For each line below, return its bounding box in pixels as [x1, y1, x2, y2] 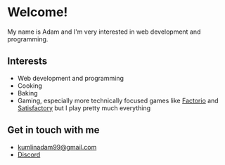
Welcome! [7, 4, 68, 20]
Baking [17, 88, 38, 97]
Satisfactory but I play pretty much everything [17, 103, 151, 112]
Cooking [17, 81, 42, 90]
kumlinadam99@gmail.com [17, 143, 97, 151]
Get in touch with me [7, 124, 100, 136]
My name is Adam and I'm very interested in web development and [7, 27, 201, 36]
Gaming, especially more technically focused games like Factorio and [17, 96, 219, 105]
